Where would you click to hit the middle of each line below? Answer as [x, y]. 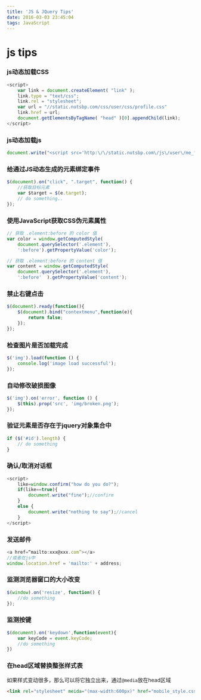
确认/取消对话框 [30, 466]
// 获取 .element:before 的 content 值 [55, 261]
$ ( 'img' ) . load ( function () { [43, 358]
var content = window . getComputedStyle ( [58, 266]
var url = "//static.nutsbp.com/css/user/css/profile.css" [92, 107]
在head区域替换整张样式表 [45, 666]
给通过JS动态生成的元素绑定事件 [53, 169]
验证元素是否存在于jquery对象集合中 [59, 425]
